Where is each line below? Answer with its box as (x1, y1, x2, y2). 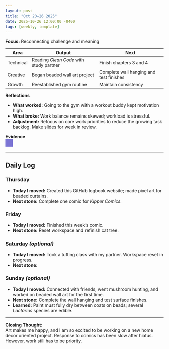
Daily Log (5, 161, 35, 170)
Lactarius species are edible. (12, 307, 73, 313)
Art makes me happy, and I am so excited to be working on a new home (5, 327, 153, 333)
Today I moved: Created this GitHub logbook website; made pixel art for (12, 187, 162, 193)
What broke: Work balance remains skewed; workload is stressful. (12, 113, 151, 119)
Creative (7, 72, 25, 78)
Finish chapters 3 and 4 (99, 59, 148, 65)
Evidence (5, 134, 26, 139)
